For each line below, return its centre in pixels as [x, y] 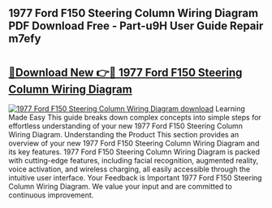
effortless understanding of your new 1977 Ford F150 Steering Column [126, 126]
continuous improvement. [51, 195]
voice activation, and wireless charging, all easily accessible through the [129, 169]
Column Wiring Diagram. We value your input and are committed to [121, 186]
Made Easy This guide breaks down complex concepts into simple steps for [135, 117]
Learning [230, 108]
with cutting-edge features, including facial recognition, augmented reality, [134, 160]
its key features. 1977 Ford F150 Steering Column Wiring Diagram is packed [134, 152]
